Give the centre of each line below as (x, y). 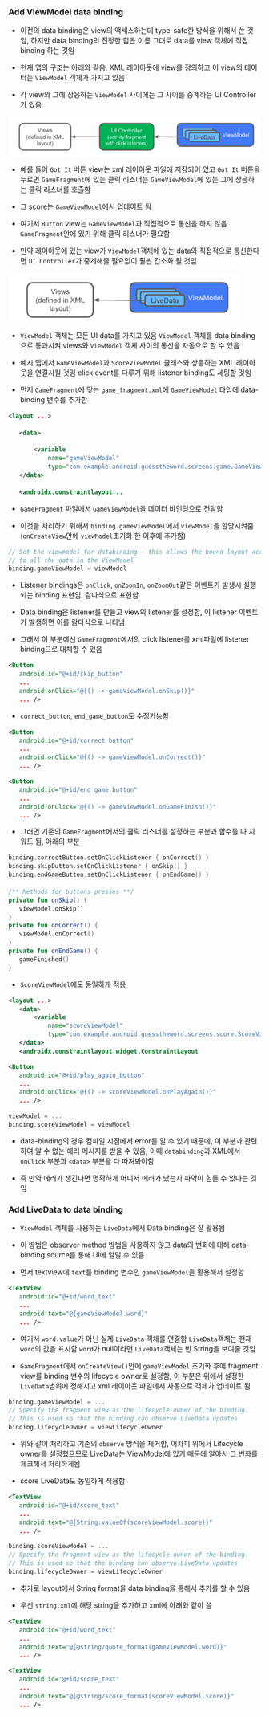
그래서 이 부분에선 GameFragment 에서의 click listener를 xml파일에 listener (134, 639)
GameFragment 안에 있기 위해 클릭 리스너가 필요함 (95, 233)
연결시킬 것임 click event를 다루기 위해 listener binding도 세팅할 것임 (143, 373)
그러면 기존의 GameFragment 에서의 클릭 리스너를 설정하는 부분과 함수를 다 (133, 832)
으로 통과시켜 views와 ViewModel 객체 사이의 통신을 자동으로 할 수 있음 (130, 345)
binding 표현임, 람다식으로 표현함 (87, 595)
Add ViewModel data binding (66, 12)
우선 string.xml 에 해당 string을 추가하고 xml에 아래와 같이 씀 (116, 1605)
